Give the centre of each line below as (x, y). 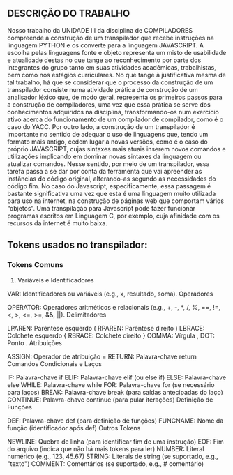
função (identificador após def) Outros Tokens (74, 428)
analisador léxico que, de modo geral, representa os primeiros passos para (115, 97)
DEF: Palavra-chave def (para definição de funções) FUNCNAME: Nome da (115, 421)
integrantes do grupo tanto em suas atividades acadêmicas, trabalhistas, (112, 67)
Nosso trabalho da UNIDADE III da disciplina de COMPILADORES (100, 30)
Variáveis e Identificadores (55, 280)
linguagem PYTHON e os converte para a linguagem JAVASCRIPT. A (106, 45)
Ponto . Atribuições (35, 342)
